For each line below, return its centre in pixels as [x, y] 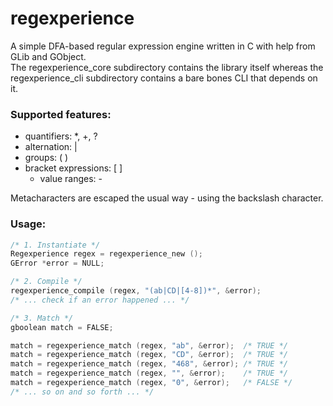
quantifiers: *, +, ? [61, 136]
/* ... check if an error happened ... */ [100, 300]
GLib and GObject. [48, 56]
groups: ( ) [46, 158]
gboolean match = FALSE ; [62, 327]
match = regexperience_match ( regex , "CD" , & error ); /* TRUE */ [149, 355]
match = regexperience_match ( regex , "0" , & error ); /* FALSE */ [151, 383]
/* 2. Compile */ [46, 282]
